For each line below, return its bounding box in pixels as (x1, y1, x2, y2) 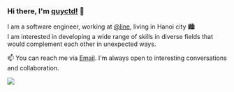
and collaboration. (7, 64, 59, 72)
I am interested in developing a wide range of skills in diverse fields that (7, 33, 213, 41)
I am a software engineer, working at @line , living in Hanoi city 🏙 (7, 22, 196, 31)
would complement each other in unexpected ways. (7, 40, 156, 48)
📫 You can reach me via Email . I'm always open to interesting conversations (7, 54, 227, 62)
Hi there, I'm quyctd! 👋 (7, 6, 85, 16)
